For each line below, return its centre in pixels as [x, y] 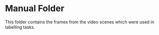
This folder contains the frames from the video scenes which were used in [80, 22]
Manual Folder [35, 9]
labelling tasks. [20, 27]
